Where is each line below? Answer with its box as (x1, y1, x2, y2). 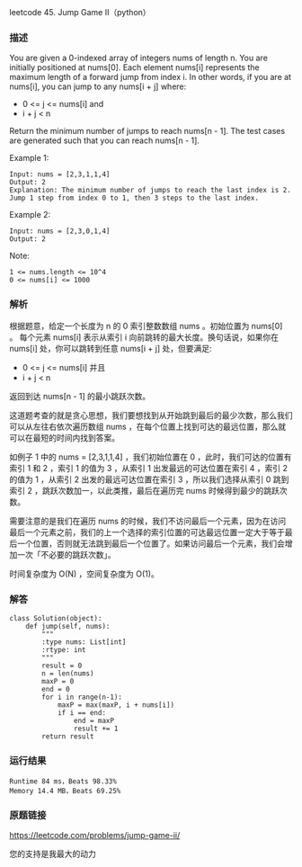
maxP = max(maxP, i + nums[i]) (57, 700, 175, 710)
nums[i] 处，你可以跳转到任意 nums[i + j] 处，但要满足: (9, 343, 212, 353)
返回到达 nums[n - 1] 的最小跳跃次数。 (9, 390, 151, 401)
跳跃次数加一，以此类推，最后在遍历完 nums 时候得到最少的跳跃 (41, 485, 280, 496)
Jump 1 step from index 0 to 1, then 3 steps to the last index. (9, 193, 259, 203)
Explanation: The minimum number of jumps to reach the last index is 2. (9, 186, 292, 195)
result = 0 (41, 661, 83, 670)
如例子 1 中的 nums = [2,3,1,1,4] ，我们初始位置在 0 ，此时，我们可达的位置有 (9, 451, 292, 462)
